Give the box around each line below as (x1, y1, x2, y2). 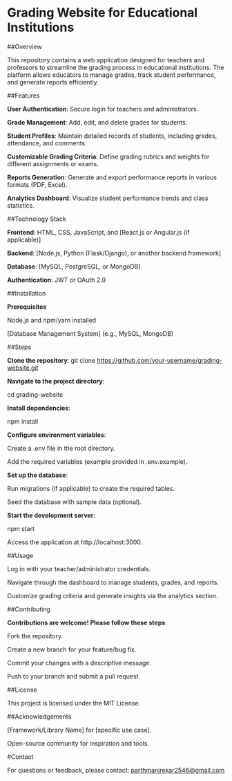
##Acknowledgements (7, 712, 72, 721)
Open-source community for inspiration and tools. (7, 739, 150, 747)
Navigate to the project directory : (7, 377, 105, 385)
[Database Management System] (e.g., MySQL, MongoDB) (7, 329, 174, 337)
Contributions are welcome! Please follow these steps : (7, 618, 167, 627)
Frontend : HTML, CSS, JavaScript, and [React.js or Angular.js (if (7, 228, 190, 236)
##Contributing (7, 604, 50, 613)
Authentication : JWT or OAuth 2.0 (7, 276, 106, 284)
